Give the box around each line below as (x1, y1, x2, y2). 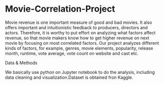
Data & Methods (5, 60, 38, 66)
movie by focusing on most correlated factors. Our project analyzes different (5, 40, 159, 46)
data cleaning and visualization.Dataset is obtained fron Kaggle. (5, 74, 133, 80)
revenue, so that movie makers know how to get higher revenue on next (5, 35, 150, 41)
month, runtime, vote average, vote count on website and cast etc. (5, 50, 139, 56)
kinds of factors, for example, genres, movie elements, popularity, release (5, 45, 153, 51)
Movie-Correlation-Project (5, 3, 116, 15)
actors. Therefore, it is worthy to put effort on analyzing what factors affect (5, 30, 156, 35)
